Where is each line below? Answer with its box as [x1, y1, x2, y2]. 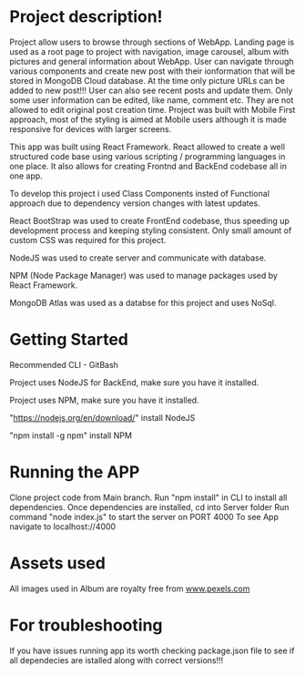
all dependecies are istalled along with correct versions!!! [9, 654, 224, 666]
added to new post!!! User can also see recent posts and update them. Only [9, 85, 293, 96]
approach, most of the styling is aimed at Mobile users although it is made [9, 114, 287, 125]
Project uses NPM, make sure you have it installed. [9, 394, 199, 405]
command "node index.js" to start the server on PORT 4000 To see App [9, 511, 280, 522]
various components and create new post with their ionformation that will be [9, 66, 296, 77]
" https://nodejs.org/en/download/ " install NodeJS [9, 412, 196, 423]
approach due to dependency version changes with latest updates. [9, 198, 261, 209]
